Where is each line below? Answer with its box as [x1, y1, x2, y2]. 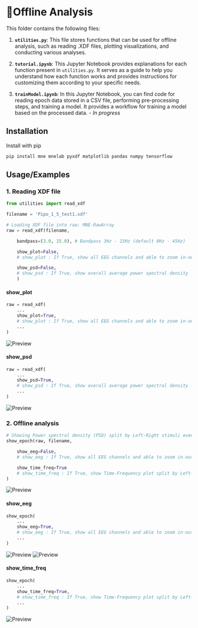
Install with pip [6, 142, 41, 149]
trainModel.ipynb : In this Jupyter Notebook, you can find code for [14, 90, 176, 97]
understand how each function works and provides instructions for [14, 73, 177, 80]
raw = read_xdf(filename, [6, 227, 70, 234]
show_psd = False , [16, 265, 57, 271]
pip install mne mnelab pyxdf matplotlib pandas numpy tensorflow [6, 153, 173, 159]
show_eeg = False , [16, 449, 57, 455]
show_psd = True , [16, 377, 54, 383]
